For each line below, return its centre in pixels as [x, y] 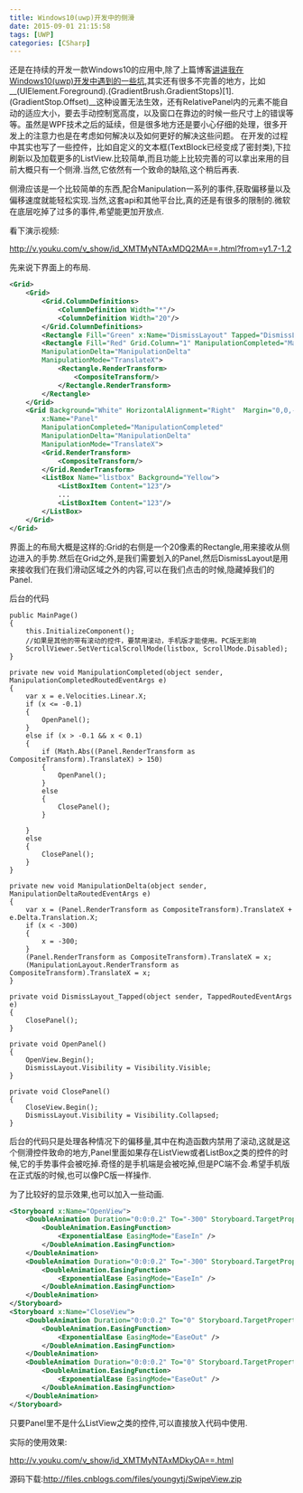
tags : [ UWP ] [32, 34]
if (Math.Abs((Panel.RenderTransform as [119, 751]
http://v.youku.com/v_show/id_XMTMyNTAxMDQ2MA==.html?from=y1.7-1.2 [151, 249]
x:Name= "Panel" [70, 419]
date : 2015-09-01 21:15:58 [60, 26]
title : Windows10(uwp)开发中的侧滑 [72, 18]
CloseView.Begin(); [62, 1107]
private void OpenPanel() [58, 1044]
